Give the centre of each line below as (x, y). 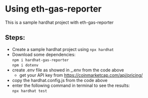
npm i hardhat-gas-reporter (40, 60)
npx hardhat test (30, 91)
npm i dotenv (25, 65)
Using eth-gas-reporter (53, 9)
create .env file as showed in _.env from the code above (68, 70)
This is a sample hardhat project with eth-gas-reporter (59, 22)
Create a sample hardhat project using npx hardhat (63, 49)
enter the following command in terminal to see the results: (71, 85)
